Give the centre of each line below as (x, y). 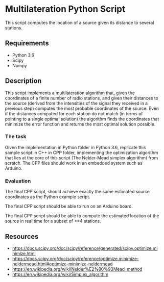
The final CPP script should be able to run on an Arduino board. (69, 206)
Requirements (27, 43)
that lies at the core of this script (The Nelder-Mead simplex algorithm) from (82, 157)
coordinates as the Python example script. (48, 197)
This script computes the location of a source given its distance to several (80, 23)
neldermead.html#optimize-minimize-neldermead (62, 264)
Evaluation (18, 181)
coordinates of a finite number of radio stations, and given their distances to (82, 98)
